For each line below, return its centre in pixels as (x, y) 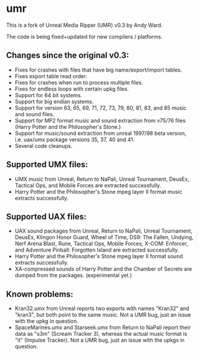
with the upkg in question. (46, 321)
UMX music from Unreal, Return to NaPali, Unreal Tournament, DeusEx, (102, 179)
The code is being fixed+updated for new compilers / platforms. (84, 36)
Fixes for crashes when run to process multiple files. (79, 82)
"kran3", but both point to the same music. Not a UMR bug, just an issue (103, 315)
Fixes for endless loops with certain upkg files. (72, 89)
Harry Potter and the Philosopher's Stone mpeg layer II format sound (99, 256)
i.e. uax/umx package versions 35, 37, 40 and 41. (75, 140)
